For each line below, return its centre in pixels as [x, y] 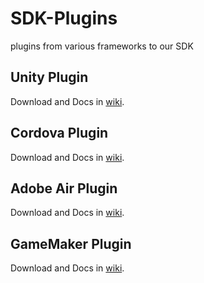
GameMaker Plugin [71, 243]
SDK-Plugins [64, 18]
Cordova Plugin [59, 133]
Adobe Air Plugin [64, 188]
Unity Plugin [49, 77]
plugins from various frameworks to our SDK [102, 46]
